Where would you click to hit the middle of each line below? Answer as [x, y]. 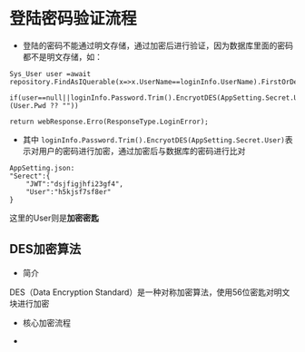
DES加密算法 [45, 249]
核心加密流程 [46, 322]
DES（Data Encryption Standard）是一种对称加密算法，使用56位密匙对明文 [150, 292]
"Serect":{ [30, 176]
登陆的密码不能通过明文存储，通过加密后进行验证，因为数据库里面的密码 [157, 45]
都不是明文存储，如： [62, 56]
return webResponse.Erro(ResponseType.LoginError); [109, 122]
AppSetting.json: [42, 168]
